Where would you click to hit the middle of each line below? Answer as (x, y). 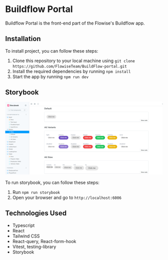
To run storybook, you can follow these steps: (52, 182)
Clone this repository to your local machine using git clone (73, 61)
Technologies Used (36, 213)
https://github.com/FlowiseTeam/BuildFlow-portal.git (69, 66)
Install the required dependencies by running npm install (71, 71)
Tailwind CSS (26, 236)
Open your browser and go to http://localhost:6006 (67, 197)
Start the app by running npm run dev (50, 77)
